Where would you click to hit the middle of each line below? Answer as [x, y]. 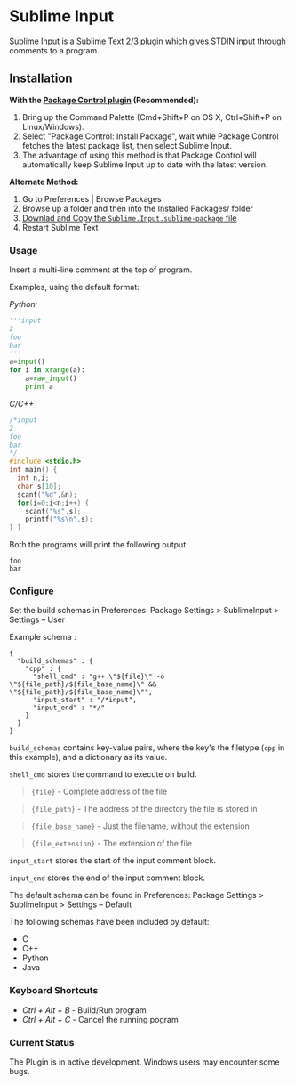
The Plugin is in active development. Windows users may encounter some [144, 1062]
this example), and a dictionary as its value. [88, 757]
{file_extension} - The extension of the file [112, 844]
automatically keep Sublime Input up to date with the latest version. [145, 164]
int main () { [33, 470]
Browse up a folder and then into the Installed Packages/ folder [137, 208]
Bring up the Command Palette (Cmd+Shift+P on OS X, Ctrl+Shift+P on [151, 117]
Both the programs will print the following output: [99, 545]
